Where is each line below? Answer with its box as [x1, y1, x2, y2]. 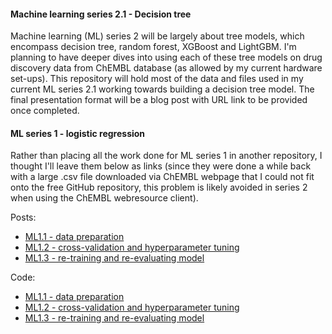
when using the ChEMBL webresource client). [10, 192, 199, 204]
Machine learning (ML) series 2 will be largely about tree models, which [10, 30, 305, 42]
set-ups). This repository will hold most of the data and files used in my [10, 73, 304, 85]
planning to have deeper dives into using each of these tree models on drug [10, 51, 323, 64]
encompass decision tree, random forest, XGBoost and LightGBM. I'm [10, 41, 297, 53]
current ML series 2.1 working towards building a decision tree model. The [10, 83, 315, 95]
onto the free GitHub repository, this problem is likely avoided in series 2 [10, 181, 308, 194]
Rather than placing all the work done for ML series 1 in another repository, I [10, 150, 323, 162]
